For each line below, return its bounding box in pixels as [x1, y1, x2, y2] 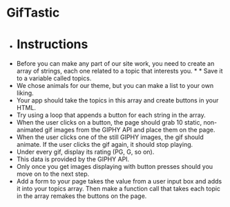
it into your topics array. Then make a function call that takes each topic [16, 185, 221, 193]
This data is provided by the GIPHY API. [16, 155, 130, 163]
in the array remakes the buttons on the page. [16, 192, 147, 200]
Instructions [16, 37, 88, 53]
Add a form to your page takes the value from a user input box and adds [16, 177, 222, 186]
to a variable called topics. [16, 74, 92, 82]
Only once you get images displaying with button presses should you [16, 163, 213, 171]
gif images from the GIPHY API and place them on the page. [44, 126, 215, 134]
